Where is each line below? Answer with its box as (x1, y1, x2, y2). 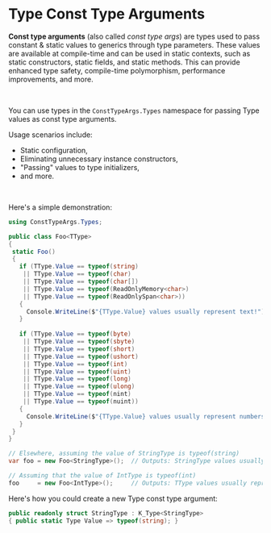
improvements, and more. (8, 74, 94, 84)
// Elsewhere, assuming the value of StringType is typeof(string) (8, 449, 240, 458)
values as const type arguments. (8, 114, 117, 123)
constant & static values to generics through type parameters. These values (8, 40, 261, 49)
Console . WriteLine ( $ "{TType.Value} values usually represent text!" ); (26, 307, 269, 315)
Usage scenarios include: (8, 130, 93, 139)
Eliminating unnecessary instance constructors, (19, 154, 179, 164)
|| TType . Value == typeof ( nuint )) (23, 398, 139, 406)
